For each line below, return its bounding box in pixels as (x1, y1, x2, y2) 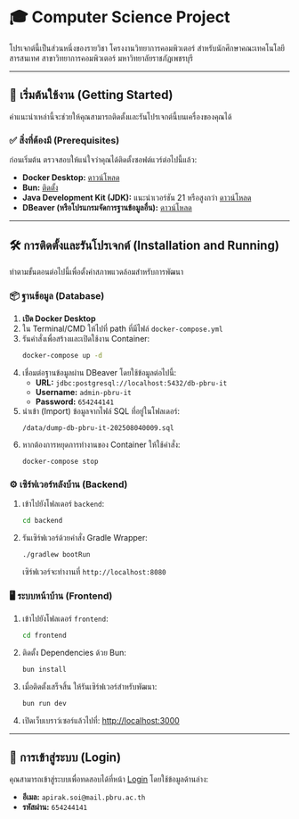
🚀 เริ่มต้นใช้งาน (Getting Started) (9, 87, 174, 103)
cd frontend (21, 631, 67, 641)
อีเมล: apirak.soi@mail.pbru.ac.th (21, 791, 146, 802)
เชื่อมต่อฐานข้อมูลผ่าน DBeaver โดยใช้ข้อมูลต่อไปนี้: (21, 368, 177, 378)
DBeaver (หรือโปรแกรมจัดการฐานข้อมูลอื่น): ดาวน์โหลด (21, 203, 193, 213)
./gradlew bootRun (21, 550, 91, 559)
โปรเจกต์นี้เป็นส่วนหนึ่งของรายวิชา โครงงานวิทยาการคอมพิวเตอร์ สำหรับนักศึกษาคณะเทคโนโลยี (9, 42, 286, 54)
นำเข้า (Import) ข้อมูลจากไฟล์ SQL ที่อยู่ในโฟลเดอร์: (21, 406, 181, 417)
